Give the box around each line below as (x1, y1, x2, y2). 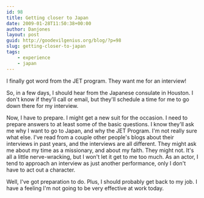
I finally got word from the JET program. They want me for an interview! (6, 77, 187, 85)
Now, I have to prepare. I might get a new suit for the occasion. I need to (6, 114, 188, 121)
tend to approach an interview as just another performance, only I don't (6, 159, 186, 167)
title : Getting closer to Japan (6, 15, 89, 21)
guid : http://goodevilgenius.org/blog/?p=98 (6, 37, 122, 44)
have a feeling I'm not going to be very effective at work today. (6, 185, 164, 192)
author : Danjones (6, 26, 51, 32)
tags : (6, 49, 20, 55)
